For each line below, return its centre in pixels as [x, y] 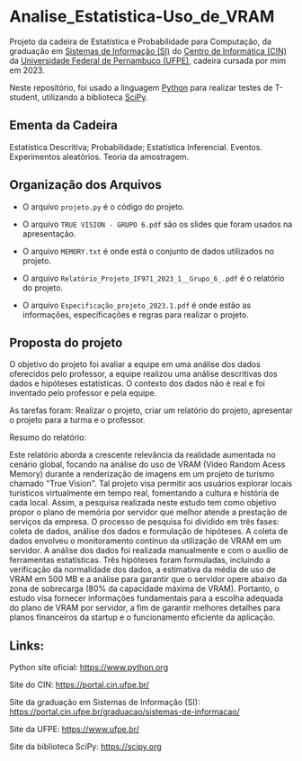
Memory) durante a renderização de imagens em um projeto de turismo [142, 474]
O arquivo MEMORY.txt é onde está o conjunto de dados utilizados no [148, 251]
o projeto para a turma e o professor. [77, 420]
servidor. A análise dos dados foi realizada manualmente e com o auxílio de [149, 551]
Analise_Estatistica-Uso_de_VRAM [142, 17]
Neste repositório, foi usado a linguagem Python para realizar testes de [141, 87]
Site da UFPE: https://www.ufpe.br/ [74, 730]
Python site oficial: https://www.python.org [89, 667]
